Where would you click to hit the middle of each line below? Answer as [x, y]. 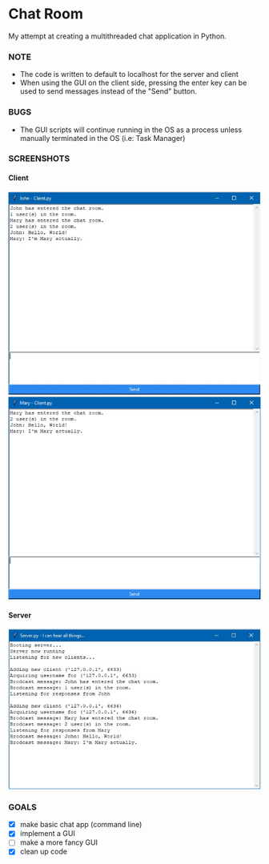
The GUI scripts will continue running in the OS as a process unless [131, 130]
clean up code [44, 852]
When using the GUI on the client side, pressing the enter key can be [133, 83]
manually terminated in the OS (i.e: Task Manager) [102, 138]
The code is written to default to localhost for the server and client [129, 74]
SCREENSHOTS [39, 159]
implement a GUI [48, 834]
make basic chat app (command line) [81, 825]
